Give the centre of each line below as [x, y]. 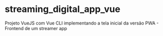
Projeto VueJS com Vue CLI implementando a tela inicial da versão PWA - [82, 23]
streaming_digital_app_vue [62, 9]
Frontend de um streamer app [36, 28]
